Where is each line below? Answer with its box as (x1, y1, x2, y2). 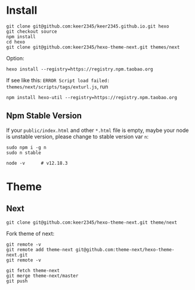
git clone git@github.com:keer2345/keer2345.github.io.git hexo (6, 23, 169, 29)
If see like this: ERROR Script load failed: (6, 76, 110, 84)
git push (6, 278, 28, 284)
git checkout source (6, 28, 58, 35)
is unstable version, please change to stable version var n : (6, 132, 149, 140)
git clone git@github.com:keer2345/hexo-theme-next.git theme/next (6, 219, 178, 226)
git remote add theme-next (6, 246, 73, 252)
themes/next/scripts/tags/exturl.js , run (6, 83, 109, 90)
